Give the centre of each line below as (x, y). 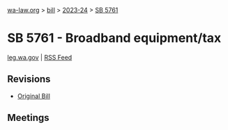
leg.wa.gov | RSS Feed (40, 57)
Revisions (29, 79)
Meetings (29, 118)
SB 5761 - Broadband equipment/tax (114, 38)
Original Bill (34, 96)
